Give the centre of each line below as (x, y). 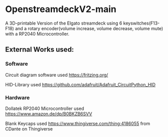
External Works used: (40, 49)
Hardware (18, 97)
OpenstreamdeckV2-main (61, 9)
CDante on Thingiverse (29, 128)
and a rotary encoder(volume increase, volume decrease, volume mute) (89, 28)
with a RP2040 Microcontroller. (37, 34)
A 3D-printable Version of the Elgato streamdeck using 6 (64, 23)
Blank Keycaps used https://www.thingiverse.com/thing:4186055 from (78, 123)
